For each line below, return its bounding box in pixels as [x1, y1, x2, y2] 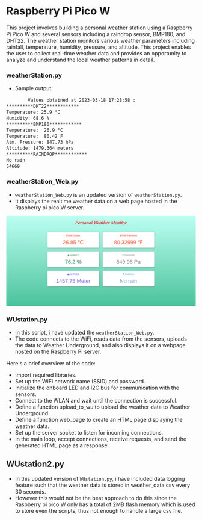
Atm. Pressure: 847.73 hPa [6, 140, 74, 146]
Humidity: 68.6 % [6, 116, 50, 122]
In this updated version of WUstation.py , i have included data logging [14, 475, 185, 482]
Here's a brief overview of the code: [6, 360, 96, 367]
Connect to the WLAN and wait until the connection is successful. [14, 397, 178, 404]
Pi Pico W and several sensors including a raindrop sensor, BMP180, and [6, 30, 186, 37]
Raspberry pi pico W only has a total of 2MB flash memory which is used [14, 501, 195, 508]
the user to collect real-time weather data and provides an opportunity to [6, 49, 187, 57]
